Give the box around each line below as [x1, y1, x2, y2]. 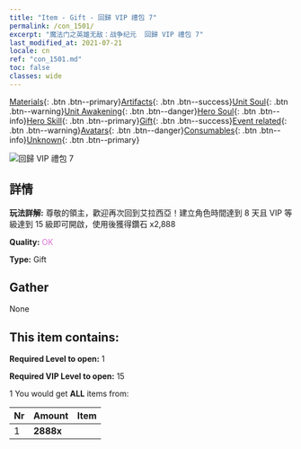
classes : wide [9, 72, 63, 81]
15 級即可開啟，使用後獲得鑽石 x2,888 [34, 218, 176, 229]
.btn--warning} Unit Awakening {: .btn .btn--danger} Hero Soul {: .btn [9, 105, 257, 117]
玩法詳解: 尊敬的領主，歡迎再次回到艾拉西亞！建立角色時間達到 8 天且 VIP [9, 207, 283, 218]
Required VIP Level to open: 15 [9, 371, 125, 382]
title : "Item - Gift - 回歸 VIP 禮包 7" [9, 13, 157, 22]
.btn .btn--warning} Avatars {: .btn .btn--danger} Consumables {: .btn [9, 125, 258, 136]
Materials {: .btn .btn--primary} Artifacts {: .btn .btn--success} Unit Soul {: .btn [9, 96, 289, 107]
